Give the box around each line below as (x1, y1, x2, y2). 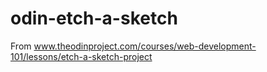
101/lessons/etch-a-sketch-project (10, 50, 153, 62)
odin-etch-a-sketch (10, 7, 178, 30)
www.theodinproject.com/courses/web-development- (33, 40, 257, 52)
